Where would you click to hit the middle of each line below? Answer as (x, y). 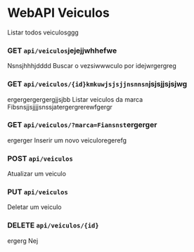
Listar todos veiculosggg (43, 32)
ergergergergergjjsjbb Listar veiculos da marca (75, 99)
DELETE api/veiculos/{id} (53, 225)
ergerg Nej (23, 241)
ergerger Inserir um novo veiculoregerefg (67, 140)
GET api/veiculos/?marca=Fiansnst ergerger (82, 125)
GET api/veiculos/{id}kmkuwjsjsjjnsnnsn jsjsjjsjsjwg (97, 84)
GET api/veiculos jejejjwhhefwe (62, 51)
